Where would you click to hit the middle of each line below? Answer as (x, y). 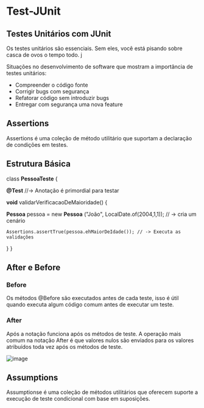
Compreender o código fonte (51, 85)
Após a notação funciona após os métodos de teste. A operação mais (94, 334)
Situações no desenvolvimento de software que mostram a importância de (100, 66)
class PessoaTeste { (32, 179)
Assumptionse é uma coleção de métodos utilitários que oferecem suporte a (102, 392)
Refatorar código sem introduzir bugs (62, 98)
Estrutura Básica (39, 164)
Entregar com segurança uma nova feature (69, 104)
